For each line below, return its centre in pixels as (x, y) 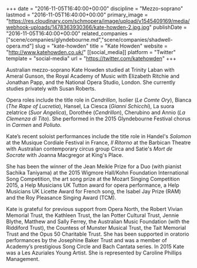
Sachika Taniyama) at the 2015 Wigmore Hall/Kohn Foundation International (98, 172)
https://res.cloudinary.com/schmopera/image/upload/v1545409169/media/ (99, 21)
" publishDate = (168, 27)
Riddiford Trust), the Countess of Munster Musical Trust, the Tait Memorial (96, 228)
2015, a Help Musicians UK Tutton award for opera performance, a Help (93, 185)
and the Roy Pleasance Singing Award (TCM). (61, 197)
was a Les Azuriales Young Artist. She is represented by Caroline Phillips (94, 253)
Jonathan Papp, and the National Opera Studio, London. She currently (91, 82)
